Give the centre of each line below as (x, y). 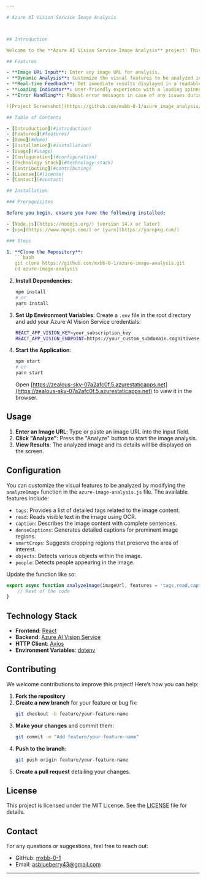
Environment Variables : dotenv (55, 650)
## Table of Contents (34, 117)
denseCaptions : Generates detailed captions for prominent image (97, 530)
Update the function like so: (41, 574)
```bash (24, 258)
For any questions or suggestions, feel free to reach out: (77, 846)
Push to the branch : (41, 748)
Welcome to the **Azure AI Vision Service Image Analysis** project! (97, 50)
